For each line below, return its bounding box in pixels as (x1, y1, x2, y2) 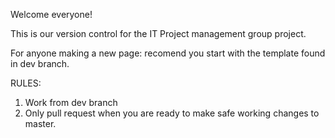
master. (24, 118, 57, 129)
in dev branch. (10, 58, 70, 69)
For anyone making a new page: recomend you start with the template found (10, 47, 326, 59)
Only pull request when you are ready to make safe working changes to (24, 107, 320, 119)
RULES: (10, 77, 42, 89)
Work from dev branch (24, 97, 118, 108)
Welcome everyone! (10, 9, 93, 20)
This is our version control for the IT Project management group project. (10, 28, 307, 39)
